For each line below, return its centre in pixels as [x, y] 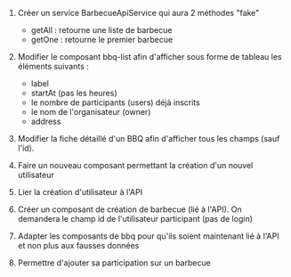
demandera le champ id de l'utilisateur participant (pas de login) [135, 219]
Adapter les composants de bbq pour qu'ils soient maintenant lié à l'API [148, 236]
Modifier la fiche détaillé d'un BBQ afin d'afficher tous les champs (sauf [149, 138]
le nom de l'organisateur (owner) [91, 112]
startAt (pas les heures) [74, 93]
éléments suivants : [53, 66]
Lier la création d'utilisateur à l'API [80, 192]
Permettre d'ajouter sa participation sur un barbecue [114, 263]
